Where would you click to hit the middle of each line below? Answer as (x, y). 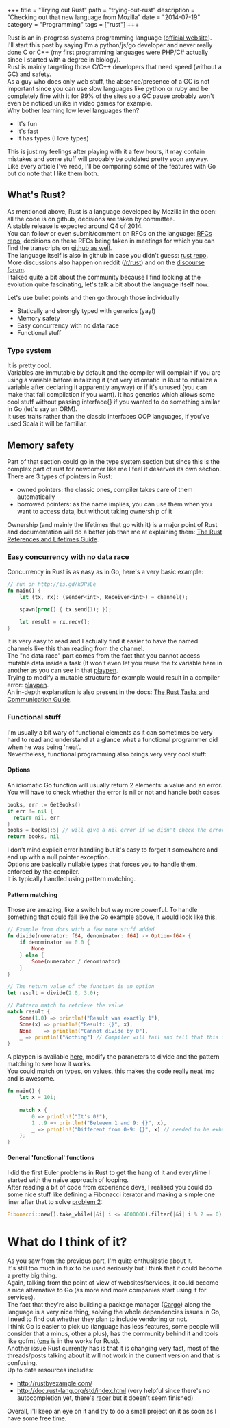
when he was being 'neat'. (44, 747)
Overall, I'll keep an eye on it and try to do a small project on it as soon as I (112, 1412)
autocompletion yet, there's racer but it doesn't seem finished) (105, 1398)
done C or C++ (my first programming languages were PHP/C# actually (108, 52)
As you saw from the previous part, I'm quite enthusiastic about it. (100, 1261)
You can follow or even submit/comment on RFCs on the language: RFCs (110, 233)
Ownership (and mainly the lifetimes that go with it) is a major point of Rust (112, 524)
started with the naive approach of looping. (68, 1180)
